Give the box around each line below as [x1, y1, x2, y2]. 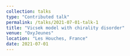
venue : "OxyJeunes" [6, 30, 54, 36]
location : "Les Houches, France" [6, 36, 88, 41]
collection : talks [6, 8, 51, 15]
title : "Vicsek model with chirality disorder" [6, 24, 125, 31]
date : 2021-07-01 [6, 41, 49, 47]
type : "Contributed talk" [6, 14, 69, 20]
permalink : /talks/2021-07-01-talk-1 [6, 19, 99, 25]
